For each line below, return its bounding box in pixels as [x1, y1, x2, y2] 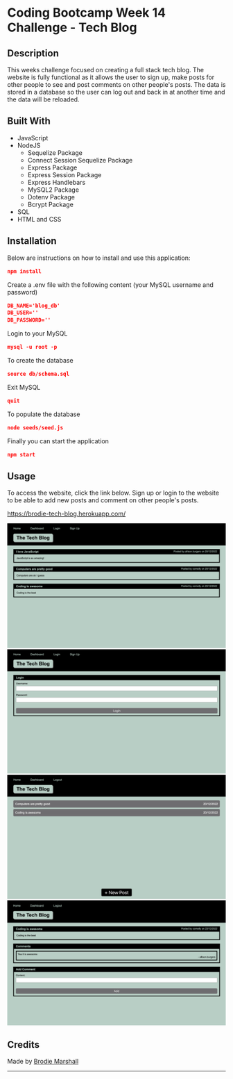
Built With [7, 115, 51, 127]
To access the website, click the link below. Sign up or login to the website [7, 488, 220, 497]
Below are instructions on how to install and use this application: [7, 254, 191, 262]
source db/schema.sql [7, 370, 70, 377]
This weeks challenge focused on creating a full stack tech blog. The [7, 66, 205, 74]
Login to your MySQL [7, 329, 68, 338]
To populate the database [7, 410, 80, 418]
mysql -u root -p [7, 344, 58, 351]
